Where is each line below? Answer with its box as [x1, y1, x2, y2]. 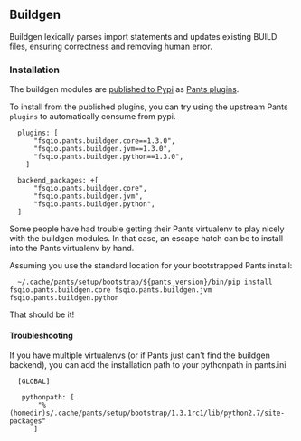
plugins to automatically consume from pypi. [9, 111, 176, 122]
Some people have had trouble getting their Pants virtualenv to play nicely [9, 223, 285, 234]
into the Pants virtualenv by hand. [9, 243, 135, 254]
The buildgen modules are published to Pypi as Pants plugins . [9, 84, 240, 95]
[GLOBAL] [17, 377, 51, 387]
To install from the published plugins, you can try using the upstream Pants [9, 101, 288, 112]
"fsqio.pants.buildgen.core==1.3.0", [33, 136, 176, 145]
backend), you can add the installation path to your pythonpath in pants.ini [9, 360, 287, 371]
